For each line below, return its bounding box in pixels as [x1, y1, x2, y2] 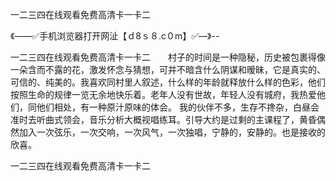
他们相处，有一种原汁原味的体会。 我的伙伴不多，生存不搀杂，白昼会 [36, 101, 320, 113]
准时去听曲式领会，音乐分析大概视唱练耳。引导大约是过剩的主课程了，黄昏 [10, 114, 317, 125]
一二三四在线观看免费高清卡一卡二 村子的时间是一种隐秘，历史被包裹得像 [10, 51, 326, 63]
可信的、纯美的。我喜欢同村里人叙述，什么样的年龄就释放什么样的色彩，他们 [10, 76, 326, 88]
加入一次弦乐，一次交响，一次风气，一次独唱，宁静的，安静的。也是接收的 [18, 126, 326, 138]
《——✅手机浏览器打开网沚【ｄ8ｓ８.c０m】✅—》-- [10, 30, 220, 42]
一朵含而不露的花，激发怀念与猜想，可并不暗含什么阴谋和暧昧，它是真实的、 [10, 64, 326, 75]
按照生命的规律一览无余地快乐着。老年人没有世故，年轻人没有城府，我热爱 [10, 89, 317, 100]
